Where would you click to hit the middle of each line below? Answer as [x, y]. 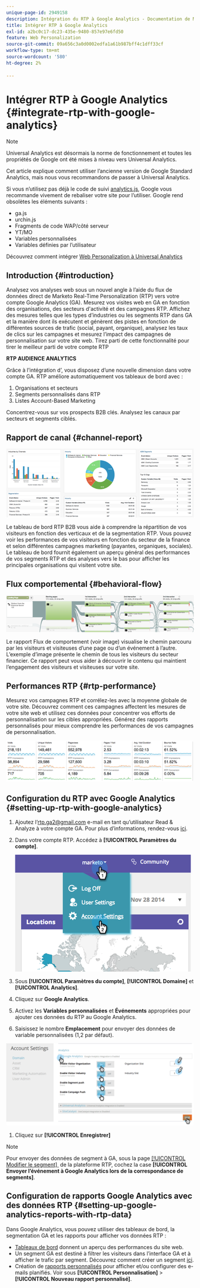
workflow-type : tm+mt [33, 51]
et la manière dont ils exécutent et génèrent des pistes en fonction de [91, 322]
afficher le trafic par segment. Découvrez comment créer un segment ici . [104, 1260]
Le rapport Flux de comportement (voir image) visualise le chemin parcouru [99, 642]
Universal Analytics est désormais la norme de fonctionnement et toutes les [99, 153]
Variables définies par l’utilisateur [55, 245]
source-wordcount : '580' [37, 57]
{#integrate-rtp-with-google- [81, 112]
